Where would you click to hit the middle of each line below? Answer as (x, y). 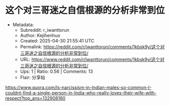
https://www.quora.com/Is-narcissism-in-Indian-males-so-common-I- (78, 87)
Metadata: (23, 24)
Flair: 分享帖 (33, 77)
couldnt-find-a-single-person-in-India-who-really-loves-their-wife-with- (81, 93)
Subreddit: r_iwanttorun (45, 30)
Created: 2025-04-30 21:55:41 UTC (57, 40)
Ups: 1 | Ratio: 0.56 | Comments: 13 (56, 71)
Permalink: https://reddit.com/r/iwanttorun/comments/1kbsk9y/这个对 (92, 46)
